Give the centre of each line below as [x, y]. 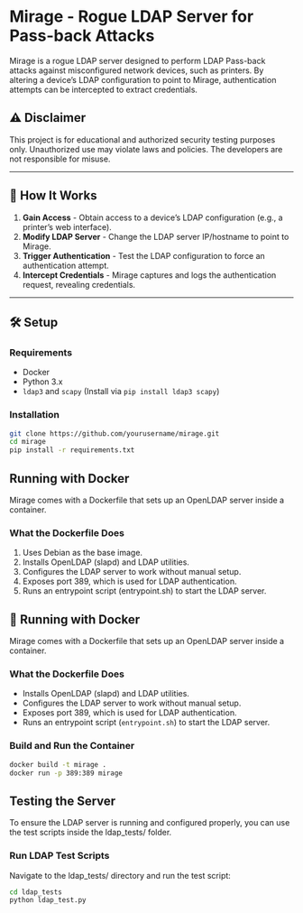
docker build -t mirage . [58, 764]
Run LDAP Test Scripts [60, 856]
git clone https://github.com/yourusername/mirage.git [115, 433]
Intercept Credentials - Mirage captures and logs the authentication [149, 275]
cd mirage [28, 442]
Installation [35, 415]
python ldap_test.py [48, 900]
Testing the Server [63, 801]
